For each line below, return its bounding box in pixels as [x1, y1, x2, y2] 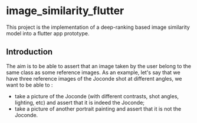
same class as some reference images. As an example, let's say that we [6, 69, 181, 76]
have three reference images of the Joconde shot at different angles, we [6, 75, 182, 82]
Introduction [6, 47, 53, 57]
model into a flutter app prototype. [6, 29, 90, 36]
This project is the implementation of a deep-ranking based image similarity [6, 24, 190, 31]
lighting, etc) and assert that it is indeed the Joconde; [14, 99, 145, 106]
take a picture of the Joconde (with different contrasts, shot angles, [14, 92, 179, 99]
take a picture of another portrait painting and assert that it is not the [14, 105, 182, 112]
